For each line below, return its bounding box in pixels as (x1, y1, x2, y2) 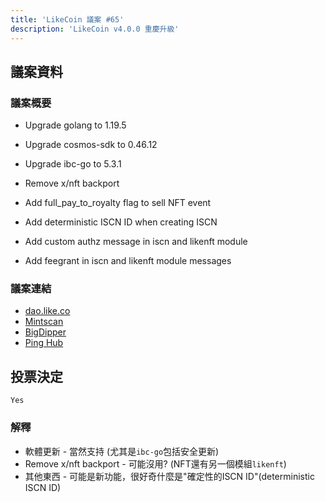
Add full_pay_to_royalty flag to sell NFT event (24, 197, 212, 209)
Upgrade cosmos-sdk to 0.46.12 (24, 139, 158, 151)
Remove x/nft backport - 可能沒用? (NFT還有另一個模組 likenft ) (24, 457, 287, 470)
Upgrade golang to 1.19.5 (24, 119, 127, 131)
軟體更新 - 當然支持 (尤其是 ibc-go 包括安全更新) (24, 445, 220, 457)
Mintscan (24, 316, 64, 328)
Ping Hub (24, 337, 64, 349)
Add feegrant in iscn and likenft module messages (24, 255, 232, 267)
